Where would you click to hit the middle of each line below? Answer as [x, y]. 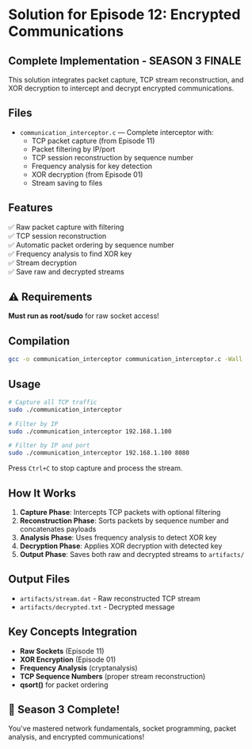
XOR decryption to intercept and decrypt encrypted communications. [121, 88]
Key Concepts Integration [73, 632]
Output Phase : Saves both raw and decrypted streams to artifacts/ [132, 554]
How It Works [42, 493]
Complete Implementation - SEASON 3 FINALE [125, 61]
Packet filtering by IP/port [73, 149]
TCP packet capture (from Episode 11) [93, 140]
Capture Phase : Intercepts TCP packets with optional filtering [120, 512]
